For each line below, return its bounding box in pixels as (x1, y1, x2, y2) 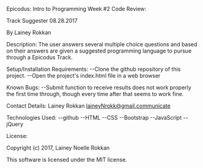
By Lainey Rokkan (6, 29, 51, 36)
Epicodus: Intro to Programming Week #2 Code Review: (6, 5, 147, 12)
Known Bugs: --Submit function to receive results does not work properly (6, 84, 191, 91)
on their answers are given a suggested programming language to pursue (6, 47, 192, 54)
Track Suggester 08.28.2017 (6, 17, 78, 24)
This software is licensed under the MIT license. (6, 156, 127, 163)
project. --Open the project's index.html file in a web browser (6, 72, 161, 79)
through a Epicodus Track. (6, 54, 73, 60)
